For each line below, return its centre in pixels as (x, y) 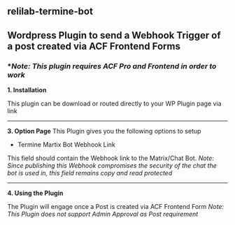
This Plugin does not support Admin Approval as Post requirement (103, 214)
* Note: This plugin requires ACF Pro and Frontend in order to (112, 66)
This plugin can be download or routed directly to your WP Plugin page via (114, 103)
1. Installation (27, 90)
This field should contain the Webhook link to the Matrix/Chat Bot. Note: (111, 158)
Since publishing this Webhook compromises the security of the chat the (112, 166)
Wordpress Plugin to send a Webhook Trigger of (114, 35)
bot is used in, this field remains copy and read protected (90, 173)
